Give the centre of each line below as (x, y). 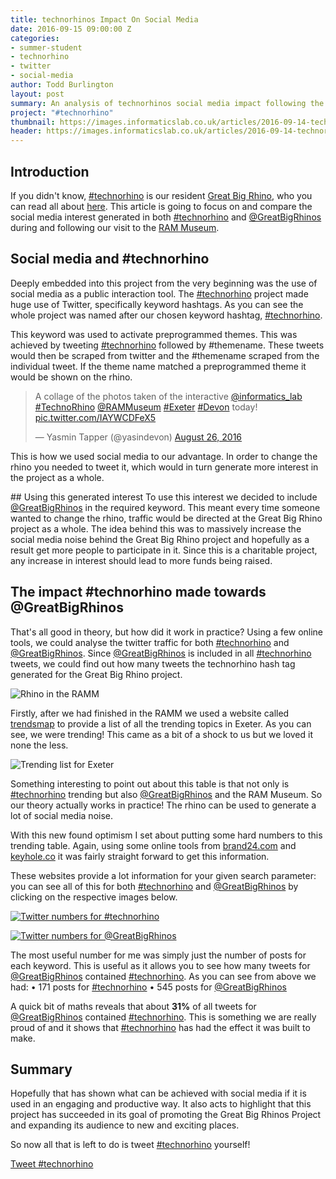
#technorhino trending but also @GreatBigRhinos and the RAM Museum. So (166, 794)
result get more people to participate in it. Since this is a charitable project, (164, 550)
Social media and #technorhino (110, 259)
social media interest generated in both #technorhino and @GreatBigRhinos (166, 217)
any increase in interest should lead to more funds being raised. (141, 560)
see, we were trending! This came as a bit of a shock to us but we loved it (161, 734)
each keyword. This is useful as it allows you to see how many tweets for (160, 965)
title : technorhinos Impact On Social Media (104, 19)
